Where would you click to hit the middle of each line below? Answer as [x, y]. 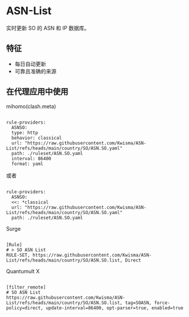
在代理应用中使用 [37, 92]
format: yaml [27, 164]
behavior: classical [37, 138]
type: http [25, 132]
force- [162, 303]
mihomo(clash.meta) [31, 106]
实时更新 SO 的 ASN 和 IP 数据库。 [48, 28]
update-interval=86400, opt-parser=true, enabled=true [115, 308]
